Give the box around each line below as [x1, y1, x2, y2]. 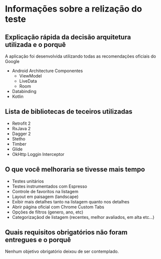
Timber [12, 141, 27, 147]
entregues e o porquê [5, 236, 71, 244]
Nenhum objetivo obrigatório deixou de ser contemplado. [5, 248, 119, 255]
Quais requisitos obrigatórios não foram [5, 229, 128, 237]
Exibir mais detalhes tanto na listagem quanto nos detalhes [12, 198, 130, 204]
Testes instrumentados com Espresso [12, 183, 88, 189]
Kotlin [12, 93, 24, 99]
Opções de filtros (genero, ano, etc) [12, 209, 84, 215]
